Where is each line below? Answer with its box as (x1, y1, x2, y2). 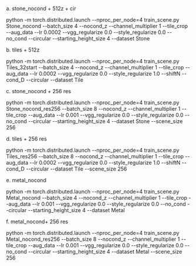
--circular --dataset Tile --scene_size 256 (26, 165, 127, 172)
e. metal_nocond (6, 177, 47, 183)
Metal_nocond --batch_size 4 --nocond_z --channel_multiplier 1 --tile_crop (6, 195, 188, 201)
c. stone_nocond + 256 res (6, 88, 72, 94)
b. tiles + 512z (6, 46, 40, 53)
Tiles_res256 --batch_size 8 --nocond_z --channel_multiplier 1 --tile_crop (6, 153, 184, 160)
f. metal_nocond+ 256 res (6, 218, 69, 225)
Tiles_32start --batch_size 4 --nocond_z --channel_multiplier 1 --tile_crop (6, 64, 184, 71)
